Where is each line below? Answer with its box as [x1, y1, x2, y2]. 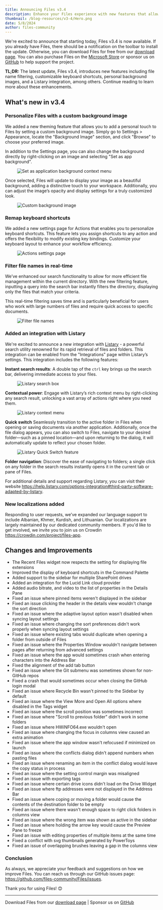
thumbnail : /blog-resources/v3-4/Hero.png [5, 16, 92, 21]
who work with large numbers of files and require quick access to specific [5, 304, 153, 309]
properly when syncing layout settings [12, 626, 89, 632]
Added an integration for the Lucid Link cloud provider [12, 580, 121, 585]
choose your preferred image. [5, 139, 65, 145]
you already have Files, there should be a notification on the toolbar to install [5, 44, 158, 49]
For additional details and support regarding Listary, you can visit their [5, 478, 145, 484]
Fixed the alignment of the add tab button [12, 662, 96, 668]
